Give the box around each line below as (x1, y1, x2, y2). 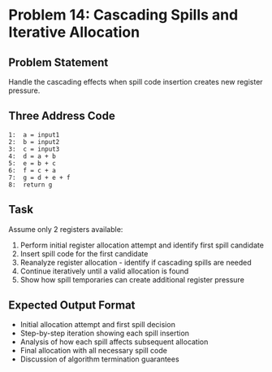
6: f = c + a (8, 166, 57, 174)
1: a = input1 (8, 130, 60, 139)
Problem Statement (8, 55, 109, 69)
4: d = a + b (8, 152, 57, 160)
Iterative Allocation (8, 23, 140, 42)
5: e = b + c (8, 159, 57, 168)
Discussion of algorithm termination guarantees (19, 354, 180, 364)
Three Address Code (8, 109, 115, 123)
